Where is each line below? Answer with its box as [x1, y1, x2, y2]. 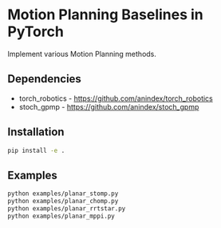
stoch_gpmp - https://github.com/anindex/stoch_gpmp [18, 102, 199, 111]
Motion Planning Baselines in [7, 6, 204, 24]
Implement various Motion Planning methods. [7, 49, 157, 58]
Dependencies [7, 72, 81, 86]
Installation [7, 126, 65, 139]
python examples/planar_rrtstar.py [7, 205, 126, 213]
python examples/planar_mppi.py [7, 212, 115, 220]
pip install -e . [7, 146, 65, 154]
